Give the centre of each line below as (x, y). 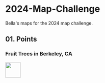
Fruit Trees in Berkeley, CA (39, 54)
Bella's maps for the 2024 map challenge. (49, 23)
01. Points (21, 39)
